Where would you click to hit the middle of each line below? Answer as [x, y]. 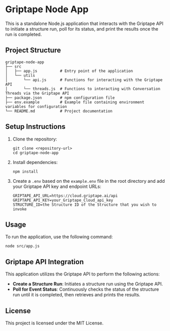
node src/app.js [22, 246]
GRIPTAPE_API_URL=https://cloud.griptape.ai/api [65, 196]
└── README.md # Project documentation [59, 111]
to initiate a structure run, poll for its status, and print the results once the [82, 29]
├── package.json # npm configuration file [60, 98]
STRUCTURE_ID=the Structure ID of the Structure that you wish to [84, 205]
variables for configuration [36, 106]
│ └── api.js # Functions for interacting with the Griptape [84, 80]
